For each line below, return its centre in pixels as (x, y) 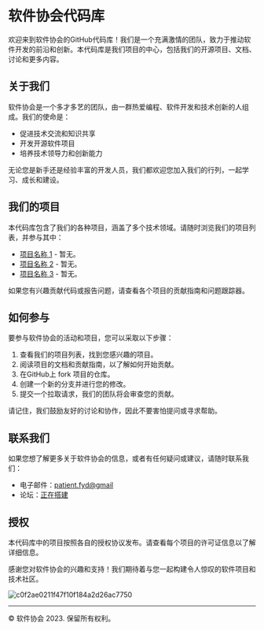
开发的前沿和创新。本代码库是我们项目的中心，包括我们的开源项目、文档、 (135, 49)
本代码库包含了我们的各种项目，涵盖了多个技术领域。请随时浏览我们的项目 (128, 227)
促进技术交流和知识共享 (57, 133)
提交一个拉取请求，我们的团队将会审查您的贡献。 (99, 394)
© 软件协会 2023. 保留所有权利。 (62, 618)
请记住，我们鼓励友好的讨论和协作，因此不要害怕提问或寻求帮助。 (115, 411)
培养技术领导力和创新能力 (61, 153)
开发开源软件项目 (47, 143)
